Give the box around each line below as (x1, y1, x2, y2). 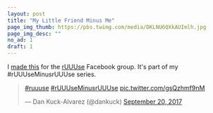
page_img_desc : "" (7, 30, 61, 37)
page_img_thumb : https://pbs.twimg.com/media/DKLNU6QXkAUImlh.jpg (7, 23, 207, 30)
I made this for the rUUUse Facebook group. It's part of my (7, 63, 178, 71)
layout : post (7, 10, 46, 18)
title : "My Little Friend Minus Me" (7, 17, 115, 24)
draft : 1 (7, 43, 33, 50)
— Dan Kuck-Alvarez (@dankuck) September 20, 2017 (24, 97, 183, 106)
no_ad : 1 (7, 37, 33, 44)
